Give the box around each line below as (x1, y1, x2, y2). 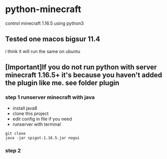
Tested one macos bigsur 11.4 (5, 35, 101, 43)
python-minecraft (5, 4, 81, 15)
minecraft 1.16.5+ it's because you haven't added (5, 71, 162, 79)
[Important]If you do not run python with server (5, 63, 157, 72)
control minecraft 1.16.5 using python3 (5, 20, 84, 26)
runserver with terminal (12, 121, 61, 127)
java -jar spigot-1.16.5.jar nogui (5, 135, 80, 141)
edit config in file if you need (12, 116, 72, 122)
